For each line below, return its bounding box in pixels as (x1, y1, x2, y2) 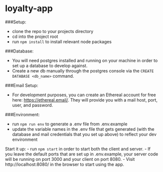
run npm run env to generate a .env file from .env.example (12, 121, 127, 127)
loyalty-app (5, 3, 53, 14)
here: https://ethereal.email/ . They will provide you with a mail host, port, (12, 97, 158, 103)
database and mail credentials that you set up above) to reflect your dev (12, 131, 157, 137)
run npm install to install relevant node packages (12, 38, 112, 44)
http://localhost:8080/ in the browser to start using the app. (5, 161, 125, 167)
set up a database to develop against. (12, 63, 88, 69)
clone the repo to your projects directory (12, 28, 93, 34)
